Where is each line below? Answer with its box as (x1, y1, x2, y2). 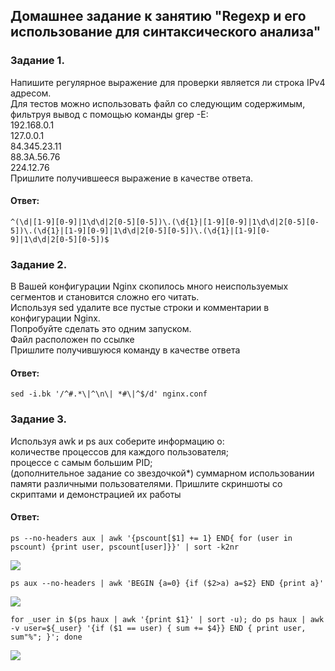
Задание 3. (10, 412, 68, 426)
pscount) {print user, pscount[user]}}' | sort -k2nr (10, 542, 240, 552)
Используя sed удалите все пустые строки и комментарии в (10, 302, 270, 314)
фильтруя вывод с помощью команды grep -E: (10, 108, 209, 120)
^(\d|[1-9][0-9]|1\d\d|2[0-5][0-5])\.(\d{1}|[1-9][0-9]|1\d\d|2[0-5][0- (10, 217, 320, 227)
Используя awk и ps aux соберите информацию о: (10, 435, 225, 447)
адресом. (10, 87, 52, 99)
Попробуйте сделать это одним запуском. (10, 323, 192, 335)
